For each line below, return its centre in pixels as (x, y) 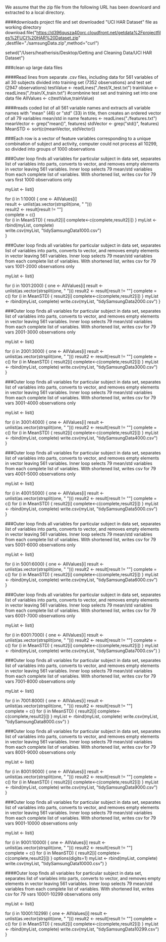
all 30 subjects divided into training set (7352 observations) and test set (79, 82)
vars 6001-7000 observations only (40, 616)
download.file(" (21, 32)
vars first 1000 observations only (39, 180)
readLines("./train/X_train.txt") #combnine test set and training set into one (81, 93)
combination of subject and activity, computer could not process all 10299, (81, 144)
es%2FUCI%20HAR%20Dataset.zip (42, 38)
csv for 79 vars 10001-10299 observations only (53, 894)
